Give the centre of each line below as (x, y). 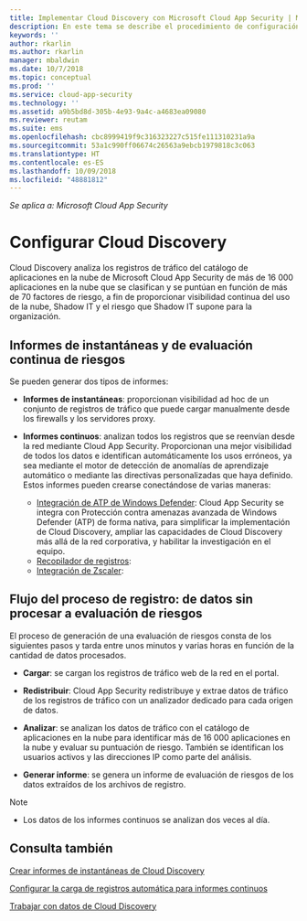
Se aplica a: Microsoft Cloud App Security (89, 206)
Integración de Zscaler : (80, 571)
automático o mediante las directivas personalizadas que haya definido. (158, 475)
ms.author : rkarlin (47, 52)
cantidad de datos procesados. (68, 655)
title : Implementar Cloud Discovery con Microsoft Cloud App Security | (151, 18)
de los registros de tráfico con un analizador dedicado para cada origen (158, 700)
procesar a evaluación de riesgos (106, 614)
